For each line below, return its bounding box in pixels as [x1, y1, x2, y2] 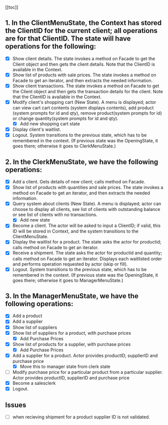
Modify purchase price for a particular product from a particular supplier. [12, 369, 163, 375]
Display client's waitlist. [12, 126, 61, 132]
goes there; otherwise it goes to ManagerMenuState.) [12, 277, 124, 283]
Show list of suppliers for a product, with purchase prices [12, 330, 131, 336]
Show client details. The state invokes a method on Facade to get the [12, 55, 155, 62]
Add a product [12, 313, 43, 319]
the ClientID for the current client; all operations [5, 27, 158, 35]
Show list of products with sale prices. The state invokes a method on [12, 72, 156, 78]
